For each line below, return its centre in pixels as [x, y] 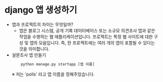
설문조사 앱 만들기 [29, 55]
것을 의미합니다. [34, 49]
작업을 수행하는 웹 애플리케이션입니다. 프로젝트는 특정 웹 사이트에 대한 [86, 37]
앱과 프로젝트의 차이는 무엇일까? [42, 24]
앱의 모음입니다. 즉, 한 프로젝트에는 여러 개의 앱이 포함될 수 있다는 [92, 42]
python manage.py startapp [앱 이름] [58, 64]
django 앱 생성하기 [41, 10]
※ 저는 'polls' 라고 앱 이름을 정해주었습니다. [53, 74]
